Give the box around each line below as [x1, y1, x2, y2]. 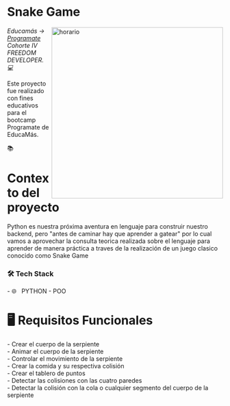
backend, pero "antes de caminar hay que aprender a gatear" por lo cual [7, 229, 212, 238]
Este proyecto [7, 79, 47, 88]
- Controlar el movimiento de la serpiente [7, 355, 123, 363]
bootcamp [7, 116, 36, 124]
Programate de [7, 123, 49, 131]
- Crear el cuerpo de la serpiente [7, 340, 100, 348]
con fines [7, 94, 34, 102]
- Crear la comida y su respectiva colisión [7, 362, 125, 370]
